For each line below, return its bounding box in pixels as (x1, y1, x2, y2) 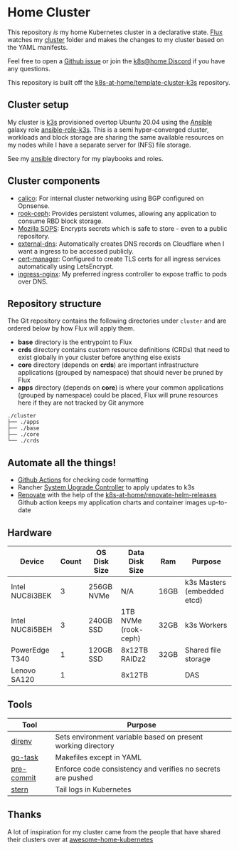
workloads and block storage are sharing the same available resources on (7, 133, 224, 141)
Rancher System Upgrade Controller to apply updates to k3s (17, 483, 195, 492)
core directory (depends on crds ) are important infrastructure (17, 361, 199, 369)
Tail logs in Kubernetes (55, 784, 132, 794)
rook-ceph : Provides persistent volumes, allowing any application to (17, 209, 217, 217)
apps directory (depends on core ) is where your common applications (17, 383, 224, 392)
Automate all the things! (7, 457, 116, 469)
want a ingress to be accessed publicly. (17, 247, 134, 255)
